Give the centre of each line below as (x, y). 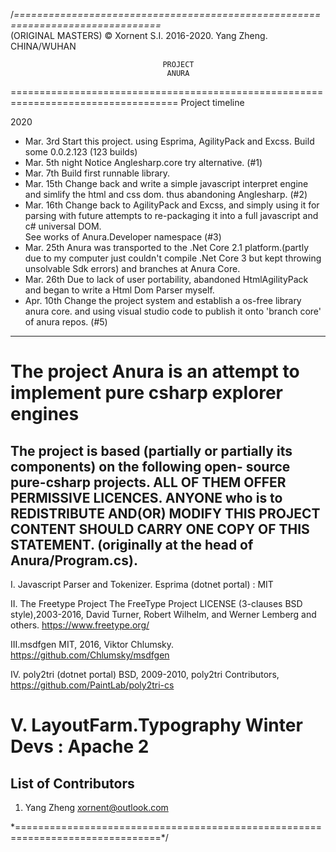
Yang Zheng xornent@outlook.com (96, 807)
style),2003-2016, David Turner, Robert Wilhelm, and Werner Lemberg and (163, 614)
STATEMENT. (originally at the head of (132, 544)
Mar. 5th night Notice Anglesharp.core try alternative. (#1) (143, 162)
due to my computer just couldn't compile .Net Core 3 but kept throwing (173, 258)
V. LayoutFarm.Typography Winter (156, 725)
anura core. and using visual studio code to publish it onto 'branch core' (173, 311)
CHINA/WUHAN (43, 46)
